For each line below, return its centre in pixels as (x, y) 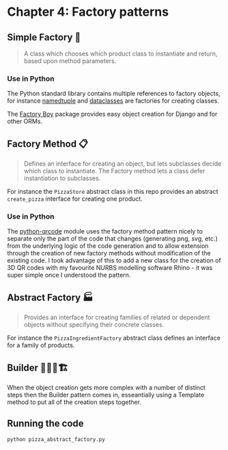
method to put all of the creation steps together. (74, 402)
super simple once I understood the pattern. (69, 275)
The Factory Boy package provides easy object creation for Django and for (112, 114)
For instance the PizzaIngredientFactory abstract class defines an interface (114, 338)
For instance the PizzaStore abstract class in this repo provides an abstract (113, 192)
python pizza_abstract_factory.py (56, 439)
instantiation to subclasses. (62, 178)
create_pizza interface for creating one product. (75, 199)
